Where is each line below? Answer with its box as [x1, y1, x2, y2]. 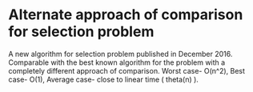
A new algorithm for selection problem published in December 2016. [8, 49, 233, 58]
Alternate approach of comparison [8, 6, 243, 24]
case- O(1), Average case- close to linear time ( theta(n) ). [8, 74, 199, 84]
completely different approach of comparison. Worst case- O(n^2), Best [8, 66, 246, 75]
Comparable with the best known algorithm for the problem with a [8, 58, 226, 67]
